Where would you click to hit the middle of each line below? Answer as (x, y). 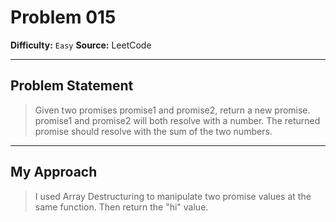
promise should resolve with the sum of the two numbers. (153, 131)
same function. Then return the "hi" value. (121, 207)
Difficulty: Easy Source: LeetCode (81, 45)
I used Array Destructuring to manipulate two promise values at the (173, 196)
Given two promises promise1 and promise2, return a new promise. (172, 110)
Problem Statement (72, 86)
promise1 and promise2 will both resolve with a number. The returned (177, 120)
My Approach (54, 172)
